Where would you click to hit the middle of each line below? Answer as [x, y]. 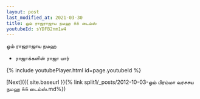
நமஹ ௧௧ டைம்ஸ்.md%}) [36, 89]
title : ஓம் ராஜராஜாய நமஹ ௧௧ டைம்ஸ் [51, 23]
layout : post [23, 12]
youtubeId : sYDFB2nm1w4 [36, 29]
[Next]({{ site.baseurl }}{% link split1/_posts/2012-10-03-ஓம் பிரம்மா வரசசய [100, 82]
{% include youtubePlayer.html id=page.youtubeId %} [74, 70]
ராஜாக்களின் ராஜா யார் [42, 58]
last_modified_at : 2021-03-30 [45, 18]
